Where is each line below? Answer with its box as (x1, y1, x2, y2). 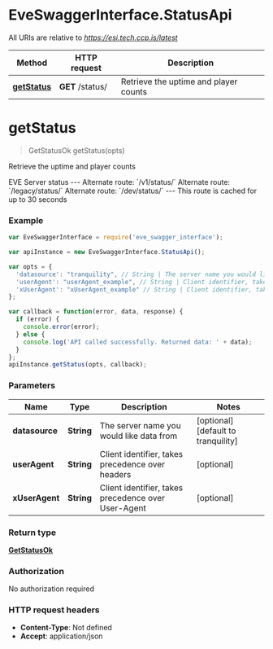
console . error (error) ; (23, 323, 100, 331)
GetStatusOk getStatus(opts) (28, 145, 125, 156)
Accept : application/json (19, 631, 103, 641)
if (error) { (15, 315, 60, 323)
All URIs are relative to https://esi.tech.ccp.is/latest (8, 33, 178, 42)
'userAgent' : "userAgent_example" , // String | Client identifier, (15, 278, 249, 286)
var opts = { (8, 262, 53, 270)
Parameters (8, 380, 55, 392)
